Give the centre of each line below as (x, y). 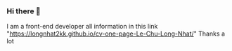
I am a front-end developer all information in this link (82, 27)
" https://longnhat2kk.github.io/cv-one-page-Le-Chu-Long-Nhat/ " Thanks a (116, 34)
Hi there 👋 (24, 11)
